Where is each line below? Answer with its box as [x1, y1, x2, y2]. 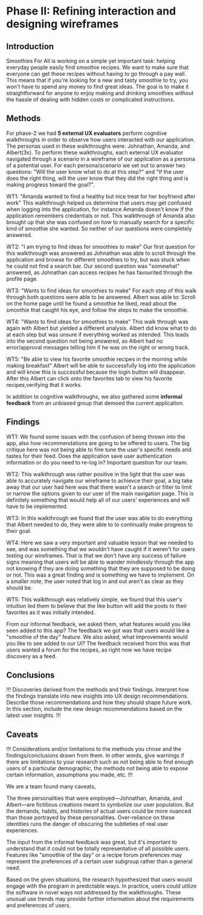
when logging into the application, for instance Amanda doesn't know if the [6, 205, 193, 213]
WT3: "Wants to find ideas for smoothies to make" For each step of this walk [6, 286, 197, 294]
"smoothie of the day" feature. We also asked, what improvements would [6, 633, 188, 640]
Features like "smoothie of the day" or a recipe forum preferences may [6, 851, 182, 859]
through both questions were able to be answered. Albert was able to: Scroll [6, 293, 196, 300]
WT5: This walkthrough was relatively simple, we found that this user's [6, 595, 182, 603]
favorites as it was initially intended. [6, 609, 95, 616]
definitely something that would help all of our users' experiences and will [6, 496, 190, 503]
